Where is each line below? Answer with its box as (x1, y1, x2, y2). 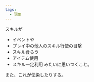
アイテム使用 (12, 55, 39, 61)
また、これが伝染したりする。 (5, 72, 66, 78)
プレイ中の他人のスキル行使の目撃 (12, 42, 82, 48)
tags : (5, 7, 16, 12)
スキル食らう (12, 49, 39, 55)
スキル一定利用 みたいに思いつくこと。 (12, 61, 92, 67)
